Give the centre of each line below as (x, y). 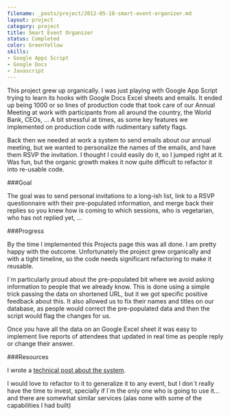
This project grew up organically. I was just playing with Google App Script (112, 90)
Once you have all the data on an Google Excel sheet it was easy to (102, 329)
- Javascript (26, 71)
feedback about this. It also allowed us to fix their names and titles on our (111, 301)
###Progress (26, 231)
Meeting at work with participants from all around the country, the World (109, 112)
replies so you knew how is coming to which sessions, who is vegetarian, (111, 210)
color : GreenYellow (35, 45)
